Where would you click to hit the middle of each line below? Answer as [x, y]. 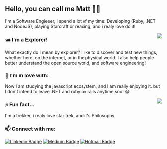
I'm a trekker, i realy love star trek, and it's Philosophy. [60, 115]
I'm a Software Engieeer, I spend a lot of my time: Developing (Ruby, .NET [80, 21]
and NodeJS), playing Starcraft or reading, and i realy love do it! [70, 26]
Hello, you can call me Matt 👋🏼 [53, 9]
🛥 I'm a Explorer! [27, 39]
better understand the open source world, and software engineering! [75, 63]
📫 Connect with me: [30, 129]
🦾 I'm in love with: [27, 76]
